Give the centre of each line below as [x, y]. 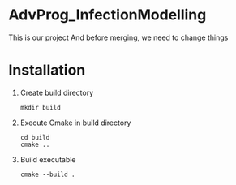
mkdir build [40, 107]
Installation [47, 70]
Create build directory [57, 92]
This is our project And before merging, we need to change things [118, 37]
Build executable [48, 159]
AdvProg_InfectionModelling [107, 15]
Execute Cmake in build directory [75, 123]
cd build [35, 137]
